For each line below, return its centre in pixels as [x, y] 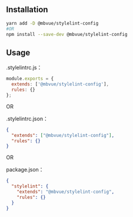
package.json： [25, 170]
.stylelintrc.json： [27, 119]
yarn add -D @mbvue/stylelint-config [52, 23]
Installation [27, 10]
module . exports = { [30, 79]
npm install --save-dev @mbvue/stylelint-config [67, 34]
